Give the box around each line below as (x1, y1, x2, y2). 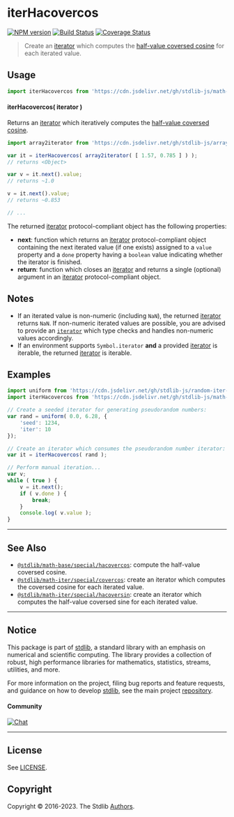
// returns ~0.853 (7, 197, 61, 204)
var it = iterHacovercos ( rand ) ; (7, 451, 108, 458)
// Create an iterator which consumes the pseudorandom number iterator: (7, 445, 226, 452)
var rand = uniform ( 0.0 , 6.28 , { (7, 413, 108, 420)
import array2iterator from (7, 139, 89, 146)
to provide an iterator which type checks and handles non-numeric (17, 326, 214, 335)
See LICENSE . (7, 763, 47, 772)
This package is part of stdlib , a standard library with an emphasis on (7, 643, 205, 651)
